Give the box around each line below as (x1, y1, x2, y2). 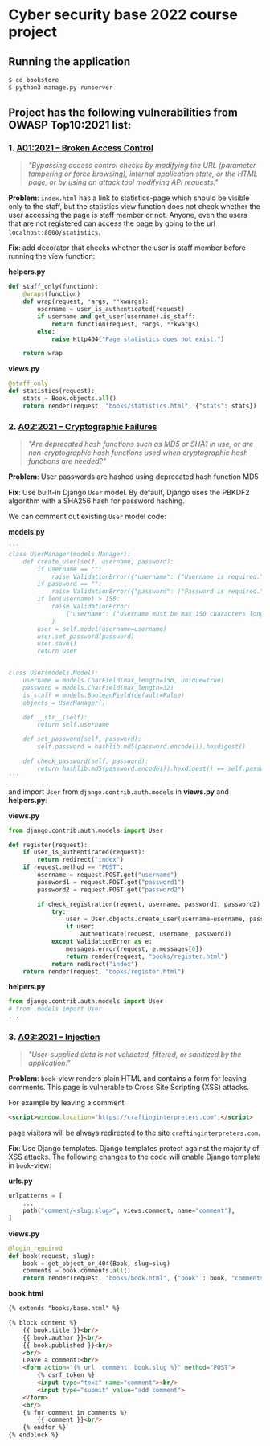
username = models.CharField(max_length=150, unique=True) (22, 677, 225, 685)
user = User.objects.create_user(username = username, (65, 915, 247, 924)
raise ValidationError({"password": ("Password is (51, 588, 225, 596)
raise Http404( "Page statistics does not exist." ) (51, 335, 225, 343)
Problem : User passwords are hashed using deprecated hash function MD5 (8, 472, 259, 481)
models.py (8, 527, 45, 537)
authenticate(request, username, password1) (80, 930, 231, 938)
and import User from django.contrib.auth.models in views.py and (8, 786, 229, 797)
